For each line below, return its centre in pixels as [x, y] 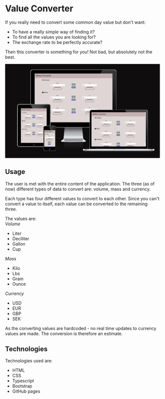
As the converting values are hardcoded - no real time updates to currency [81, 328]
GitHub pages [26, 391]
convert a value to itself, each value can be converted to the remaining [76, 204]
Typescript [23, 381]
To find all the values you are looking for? [54, 37]
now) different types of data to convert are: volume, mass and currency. [78, 189]
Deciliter [21, 238]
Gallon [19, 244]
